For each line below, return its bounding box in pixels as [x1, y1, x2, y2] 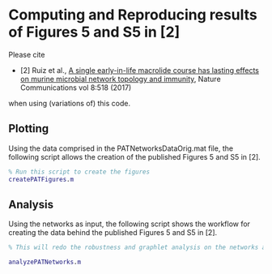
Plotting [8, 122, 49, 135]
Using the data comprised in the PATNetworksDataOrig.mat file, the [8, 143, 233, 153]
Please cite [8, 49, 45, 59]
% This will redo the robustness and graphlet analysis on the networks [8, 243, 259, 252]
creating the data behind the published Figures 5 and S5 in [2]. [8, 228, 218, 238]
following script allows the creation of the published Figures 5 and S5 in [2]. [8, 152, 261, 161]
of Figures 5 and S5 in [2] [8, 23, 181, 41]
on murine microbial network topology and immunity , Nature [19, 74, 221, 83]
